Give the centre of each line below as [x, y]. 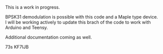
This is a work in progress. [33, 7]
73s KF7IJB [17, 47]
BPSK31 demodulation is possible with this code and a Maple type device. [82, 17]
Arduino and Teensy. [27, 27]
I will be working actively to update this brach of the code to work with [78, 22]
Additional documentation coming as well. [49, 37]
